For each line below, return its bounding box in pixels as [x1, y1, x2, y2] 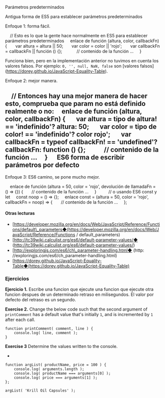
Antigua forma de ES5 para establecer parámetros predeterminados [5, 14, 143, 19]
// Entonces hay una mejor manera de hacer [11, 92, 148, 100]
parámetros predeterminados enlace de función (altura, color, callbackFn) [5, 38, 160, 44]
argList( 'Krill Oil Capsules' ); [5, 388, 76, 393]
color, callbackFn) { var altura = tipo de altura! [5, 115, 157, 123]
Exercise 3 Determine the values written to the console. [5, 344, 118, 349]
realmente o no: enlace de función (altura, [5, 107, 142, 116]
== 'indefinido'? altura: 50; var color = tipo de [5, 123, 157, 131]
